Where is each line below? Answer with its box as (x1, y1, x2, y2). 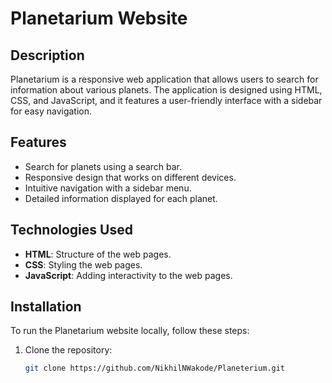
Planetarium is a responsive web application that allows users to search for (10, 73, 319, 85)
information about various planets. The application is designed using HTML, (10, 84, 323, 96)
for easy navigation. (10, 105, 93, 117)
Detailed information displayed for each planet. (24, 192, 218, 204)
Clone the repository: (24, 344, 113, 356)
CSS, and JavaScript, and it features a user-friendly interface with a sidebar (10, 95, 323, 106)
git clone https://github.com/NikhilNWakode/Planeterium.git (24, 363, 286, 374)
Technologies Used (10, 222, 133, 239)
